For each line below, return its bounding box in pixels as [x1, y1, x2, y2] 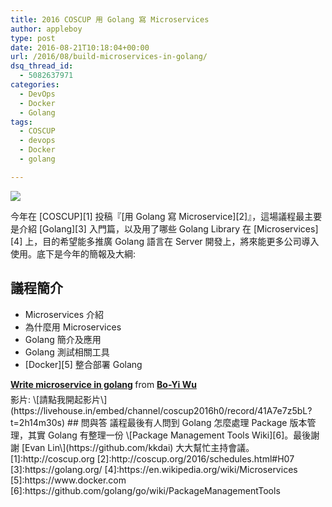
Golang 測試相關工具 [24, 346, 110, 358]
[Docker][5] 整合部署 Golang [24, 358, 143, 370]
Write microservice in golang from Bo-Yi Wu [10, 378, 197, 390]
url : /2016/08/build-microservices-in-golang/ [10, 52, 208, 62]
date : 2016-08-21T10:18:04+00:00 [10, 42, 150, 53]
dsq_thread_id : [10, 61, 74, 71]
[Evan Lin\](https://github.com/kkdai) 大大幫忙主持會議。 [21, 441, 255, 453]
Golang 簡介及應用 [24, 333, 102, 345]
